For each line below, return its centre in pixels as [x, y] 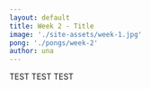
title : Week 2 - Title [52, 26]
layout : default [40, 18]
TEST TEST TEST [42, 76]
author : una [31, 51]
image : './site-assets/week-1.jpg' [76, 34]
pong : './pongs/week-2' [54, 43]
